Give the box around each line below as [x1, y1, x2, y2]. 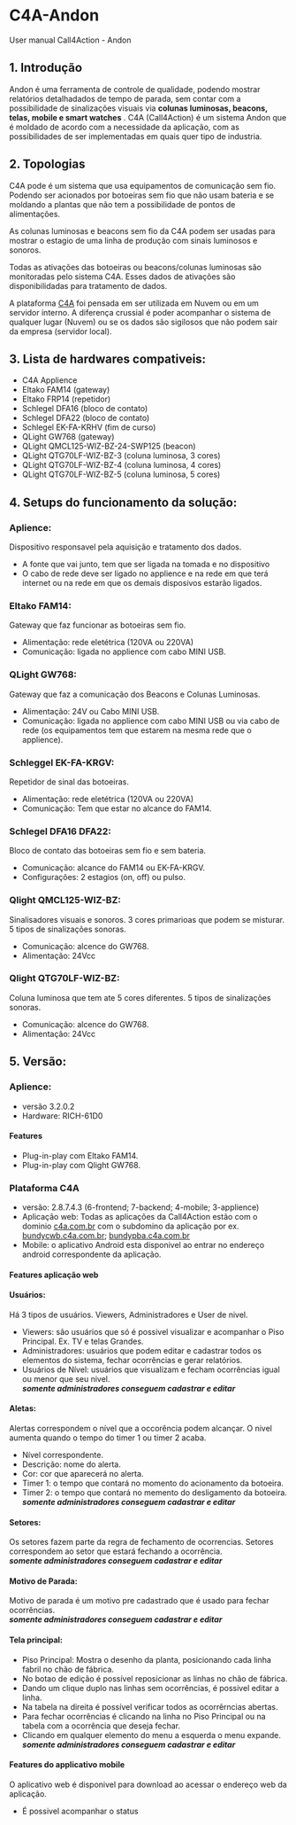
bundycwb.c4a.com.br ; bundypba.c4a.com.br [21, 1230, 190, 1241]
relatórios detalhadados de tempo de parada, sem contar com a [9, 93, 241, 104]
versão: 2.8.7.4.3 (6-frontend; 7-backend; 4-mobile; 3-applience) [21, 1202, 260, 1213]
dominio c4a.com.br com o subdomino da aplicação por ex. [21, 1221, 239, 1232]
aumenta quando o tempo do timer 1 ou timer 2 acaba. [9, 1432, 207, 1443]
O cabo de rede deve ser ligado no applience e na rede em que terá [21, 568, 269, 579]
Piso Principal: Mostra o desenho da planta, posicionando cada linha [21, 1654, 272, 1665]
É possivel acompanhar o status [21, 1806, 139, 1816]
